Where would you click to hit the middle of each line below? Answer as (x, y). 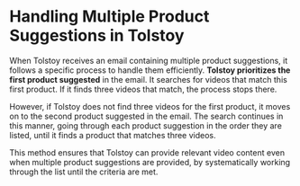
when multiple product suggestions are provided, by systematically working (150, 162)
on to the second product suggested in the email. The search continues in (146, 116)
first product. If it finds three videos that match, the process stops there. (143, 89)
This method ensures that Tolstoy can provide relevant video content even (147, 152)
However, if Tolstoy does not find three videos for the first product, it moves (150, 106)
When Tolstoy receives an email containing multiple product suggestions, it (149, 60)
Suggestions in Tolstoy (97, 35)
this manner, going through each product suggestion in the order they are (145, 125)
